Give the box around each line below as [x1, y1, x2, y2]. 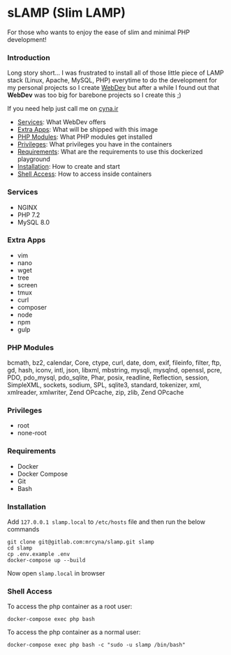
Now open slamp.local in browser [7, 569, 105, 578]
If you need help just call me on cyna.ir [7, 105, 119, 113]
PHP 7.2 [17, 211, 40, 219]
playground [17, 155, 51, 163]
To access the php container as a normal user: [7, 628, 141, 636]
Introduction [7, 52, 50, 62]
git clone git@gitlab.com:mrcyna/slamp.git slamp [7, 539, 155, 545]
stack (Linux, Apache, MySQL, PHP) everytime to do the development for [7, 76, 218, 84]
